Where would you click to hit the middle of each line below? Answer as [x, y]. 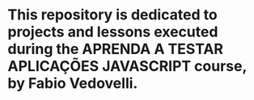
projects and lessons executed [113, 32]
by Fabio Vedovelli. [73, 83]
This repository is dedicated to [112, 15]
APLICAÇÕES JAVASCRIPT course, [127, 67]
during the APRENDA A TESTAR [116, 49]
